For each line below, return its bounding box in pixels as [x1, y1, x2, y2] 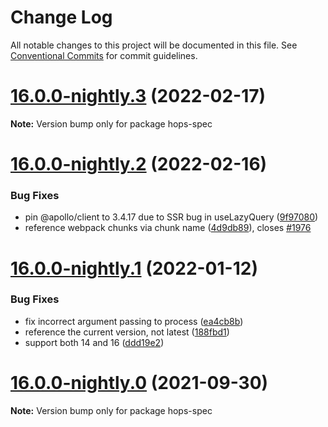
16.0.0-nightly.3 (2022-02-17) [10, 85, 267, 108]
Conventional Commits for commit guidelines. [10, 49, 198, 61]
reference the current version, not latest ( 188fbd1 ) [24, 326, 230, 338]
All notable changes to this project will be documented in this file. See [10, 39, 298, 51]
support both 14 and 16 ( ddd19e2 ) [24, 336, 165, 348]
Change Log [10, 6, 113, 29]
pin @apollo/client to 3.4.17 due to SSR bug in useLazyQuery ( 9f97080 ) [24, 211, 319, 223]
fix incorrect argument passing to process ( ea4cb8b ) [24, 315, 244, 327]
